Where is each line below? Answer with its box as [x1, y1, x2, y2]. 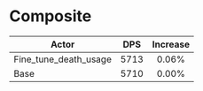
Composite [9, 6, 92, 27]
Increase [152, 38, 191, 50]
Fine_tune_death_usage [13, 53, 113, 65]
